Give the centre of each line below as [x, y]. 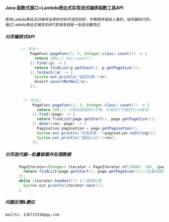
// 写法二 [32, 100]
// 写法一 [30, 49]
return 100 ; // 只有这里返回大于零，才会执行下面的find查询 [93, 110]
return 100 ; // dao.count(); [64, 58]
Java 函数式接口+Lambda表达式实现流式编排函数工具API [64, 8]
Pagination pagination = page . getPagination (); [88, 129]
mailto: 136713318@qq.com [32, 214]
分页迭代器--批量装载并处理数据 [38, 154]
